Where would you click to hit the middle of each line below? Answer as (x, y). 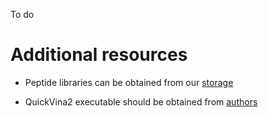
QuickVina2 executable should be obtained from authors (141, 101)
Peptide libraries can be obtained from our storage (129, 82)
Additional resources (99, 55)
